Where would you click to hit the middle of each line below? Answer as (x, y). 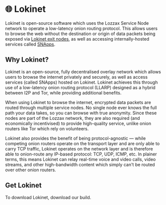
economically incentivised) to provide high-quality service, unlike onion (78, 123)
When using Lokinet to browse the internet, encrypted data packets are (78, 102)
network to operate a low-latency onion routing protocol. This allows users (82, 28)
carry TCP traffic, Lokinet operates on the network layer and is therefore (79, 149)
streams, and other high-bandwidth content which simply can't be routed (80, 164)
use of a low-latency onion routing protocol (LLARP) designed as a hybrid (80, 87)
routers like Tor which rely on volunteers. (47, 128)
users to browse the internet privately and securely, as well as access (77, 77)
